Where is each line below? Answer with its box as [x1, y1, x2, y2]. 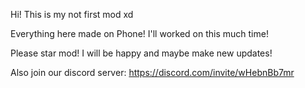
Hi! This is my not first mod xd [10, 9, 134, 20]
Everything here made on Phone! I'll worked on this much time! [10, 28, 269, 39]
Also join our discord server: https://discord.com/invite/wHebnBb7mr [10, 67, 295, 78]
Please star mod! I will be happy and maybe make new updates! [10, 47, 273, 59]
